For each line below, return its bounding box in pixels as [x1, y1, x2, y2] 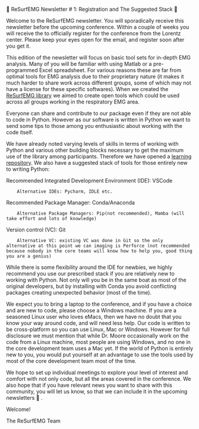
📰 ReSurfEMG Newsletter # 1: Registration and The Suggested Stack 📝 [6, 6, 178, 12]
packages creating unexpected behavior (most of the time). [6, 289, 152, 296]
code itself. [6, 129, 34, 136]
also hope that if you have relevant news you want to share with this [6, 381, 172, 389]
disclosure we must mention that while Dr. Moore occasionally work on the [6, 332, 189, 339]
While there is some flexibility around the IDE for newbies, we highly [6, 264, 173, 271]
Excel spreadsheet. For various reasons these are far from [39, 67, 182, 74]
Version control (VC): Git [6, 226, 66, 233]
